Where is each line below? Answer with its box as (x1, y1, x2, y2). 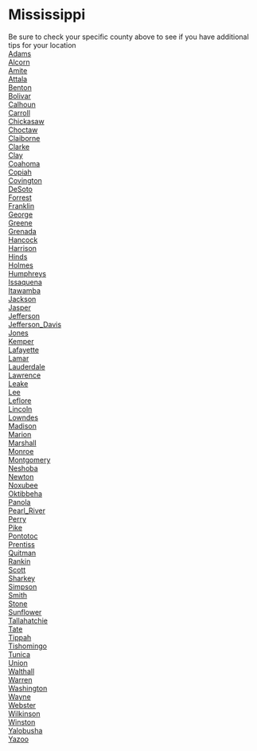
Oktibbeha (8, 488, 42, 499)
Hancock (8, 235, 38, 244)
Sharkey (8, 573, 36, 583)
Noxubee (8, 480, 38, 490)
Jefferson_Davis (8, 319, 62, 329)
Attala (8, 74, 28, 84)
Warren (8, 675, 33, 684)
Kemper (8, 336, 34, 346)
